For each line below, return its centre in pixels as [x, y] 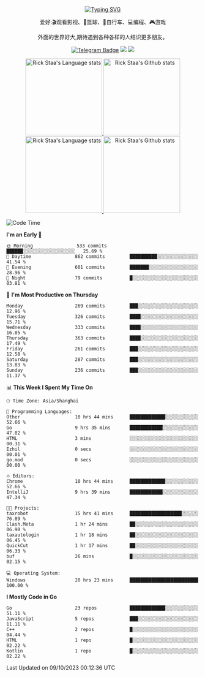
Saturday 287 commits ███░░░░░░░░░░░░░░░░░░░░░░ [102, 360]
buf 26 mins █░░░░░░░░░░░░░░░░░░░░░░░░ [102, 556]
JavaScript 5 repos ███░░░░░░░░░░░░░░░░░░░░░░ [102, 619]
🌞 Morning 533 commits [57, 246]
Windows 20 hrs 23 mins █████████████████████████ [102, 580]
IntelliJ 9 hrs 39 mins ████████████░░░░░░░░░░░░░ [102, 492]
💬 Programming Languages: [39, 412]
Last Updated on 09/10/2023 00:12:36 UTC [61, 668]
